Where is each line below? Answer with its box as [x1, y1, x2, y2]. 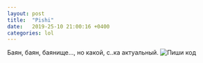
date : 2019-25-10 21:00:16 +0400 [7, 23, 110, 30]
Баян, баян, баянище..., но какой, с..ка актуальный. [7, 48, 159, 57]
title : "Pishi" [7, 17, 54, 24]
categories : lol [7, 29, 54, 37]
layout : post [7, 10, 45, 17]
